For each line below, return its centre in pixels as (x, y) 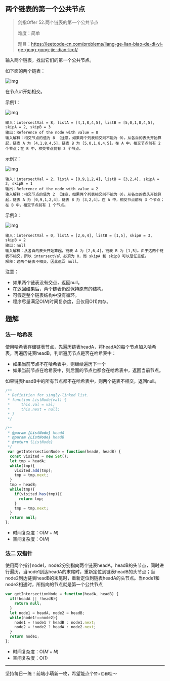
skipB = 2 (16, 240)
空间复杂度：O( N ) (31, 539)
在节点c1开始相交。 (25, 91)
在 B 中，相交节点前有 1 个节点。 (37, 205)
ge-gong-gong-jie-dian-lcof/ (48, 49)
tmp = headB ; (24, 485)
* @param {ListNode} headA (36, 433)
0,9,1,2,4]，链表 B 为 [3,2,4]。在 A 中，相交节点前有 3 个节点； (100, 199)
